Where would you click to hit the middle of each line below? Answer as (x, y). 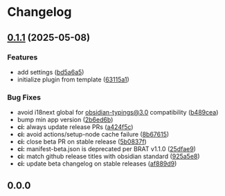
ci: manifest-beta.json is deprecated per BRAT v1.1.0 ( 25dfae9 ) (106, 149)
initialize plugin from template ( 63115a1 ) (73, 79)
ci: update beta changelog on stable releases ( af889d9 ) (97, 164)
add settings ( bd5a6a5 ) (51, 72)
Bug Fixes (24, 97)
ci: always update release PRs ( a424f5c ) (75, 127)
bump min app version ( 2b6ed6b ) (65, 120)
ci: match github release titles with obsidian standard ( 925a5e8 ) (108, 157)
